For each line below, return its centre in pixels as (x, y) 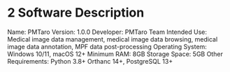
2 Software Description (76, 13)
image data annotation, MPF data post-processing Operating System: (107, 46)
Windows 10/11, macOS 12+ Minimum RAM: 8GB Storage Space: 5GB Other (115, 54)
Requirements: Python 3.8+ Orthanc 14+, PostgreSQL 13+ (90, 61)
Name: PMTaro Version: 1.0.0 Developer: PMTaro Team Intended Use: (107, 32)
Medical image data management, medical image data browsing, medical (113, 39)
